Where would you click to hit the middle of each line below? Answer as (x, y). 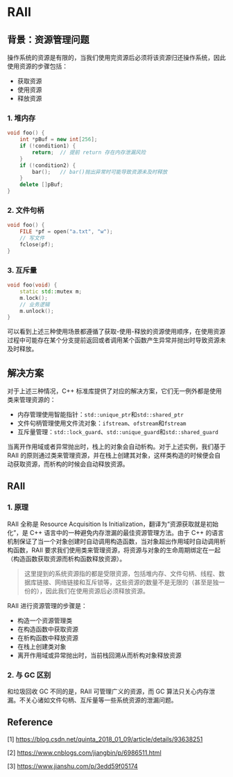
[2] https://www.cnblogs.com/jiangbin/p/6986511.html (84, 753)
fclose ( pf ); (37, 244)
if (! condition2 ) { (48, 165)
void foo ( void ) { (32, 285)
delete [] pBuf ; (42, 185)
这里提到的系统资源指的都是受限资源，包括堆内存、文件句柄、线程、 (121, 573)
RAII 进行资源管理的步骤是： (48, 605)
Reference (30, 722)
